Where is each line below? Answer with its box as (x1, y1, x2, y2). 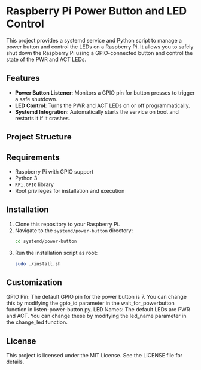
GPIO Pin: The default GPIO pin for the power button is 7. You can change (6, 293, 187, 301)
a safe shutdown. (14, 95, 58, 102)
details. (6, 358, 25, 366)
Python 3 (14, 174, 38, 181)
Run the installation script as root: (14, 249, 98, 256)
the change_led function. (6, 319, 68, 326)
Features (6, 73, 40, 83)
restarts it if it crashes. (14, 114, 71, 122)
